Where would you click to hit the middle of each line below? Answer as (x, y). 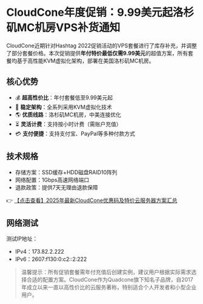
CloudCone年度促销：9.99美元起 (90, 12)
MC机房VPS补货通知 (69, 28)
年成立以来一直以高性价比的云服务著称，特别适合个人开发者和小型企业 (109, 287)
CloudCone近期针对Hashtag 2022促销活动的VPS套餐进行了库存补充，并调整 (101, 46)
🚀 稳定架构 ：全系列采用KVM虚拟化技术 (63, 107)
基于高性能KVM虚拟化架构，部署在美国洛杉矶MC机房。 (85, 61)
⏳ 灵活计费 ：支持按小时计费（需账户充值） (68, 124)
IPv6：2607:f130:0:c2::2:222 (51, 259)
